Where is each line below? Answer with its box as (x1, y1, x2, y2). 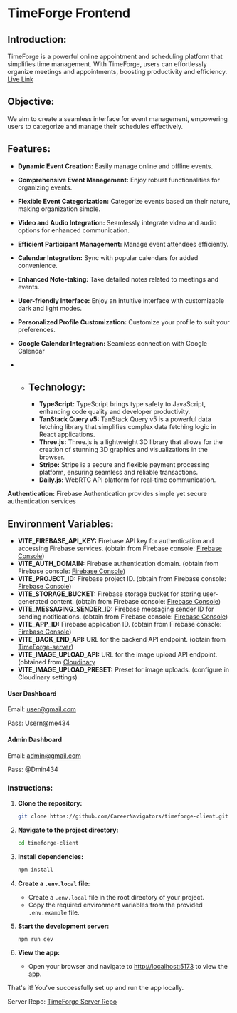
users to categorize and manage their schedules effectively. (7, 122, 184, 130)
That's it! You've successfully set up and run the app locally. (7, 984, 184, 992)
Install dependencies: (17, 852, 84, 860)
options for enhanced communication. (17, 226, 130, 235)
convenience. (17, 261, 58, 269)
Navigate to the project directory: (17, 826, 119, 834)
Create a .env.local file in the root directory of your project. (28, 893, 205, 901)
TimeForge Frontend (7, 5, 130, 21)
